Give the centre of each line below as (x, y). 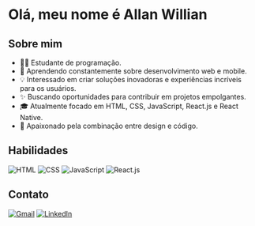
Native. (31, 117)
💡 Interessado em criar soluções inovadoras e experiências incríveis (131, 79)
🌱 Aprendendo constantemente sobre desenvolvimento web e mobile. (133, 71)
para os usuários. (48, 88)
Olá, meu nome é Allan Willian (108, 15)
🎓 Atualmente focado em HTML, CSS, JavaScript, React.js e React (129, 106)
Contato (28, 195)
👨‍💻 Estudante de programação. (70, 62)
